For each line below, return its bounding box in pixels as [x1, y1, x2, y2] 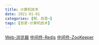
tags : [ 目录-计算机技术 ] [5, 20, 50, 26]
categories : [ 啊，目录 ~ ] [5, 16, 52, 21]
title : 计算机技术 [5, 7, 39, 12]
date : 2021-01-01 [5, 12, 40, 16]
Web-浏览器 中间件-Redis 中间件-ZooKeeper [5, 34, 94, 40]
